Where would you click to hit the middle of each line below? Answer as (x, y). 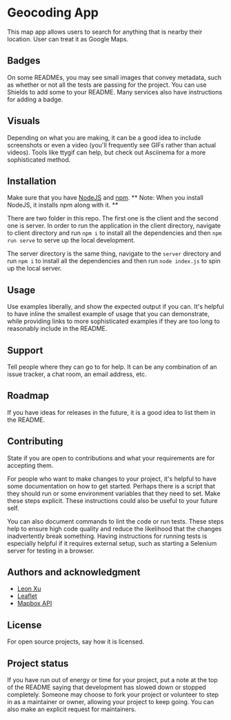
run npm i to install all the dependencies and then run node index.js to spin (114, 261)
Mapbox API (34, 604)
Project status (38, 663)
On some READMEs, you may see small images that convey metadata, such (114, 77)
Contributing (35, 441)
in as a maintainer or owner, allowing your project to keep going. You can (111, 702)
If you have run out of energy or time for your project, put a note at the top (113, 680)
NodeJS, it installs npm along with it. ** (63, 205)
